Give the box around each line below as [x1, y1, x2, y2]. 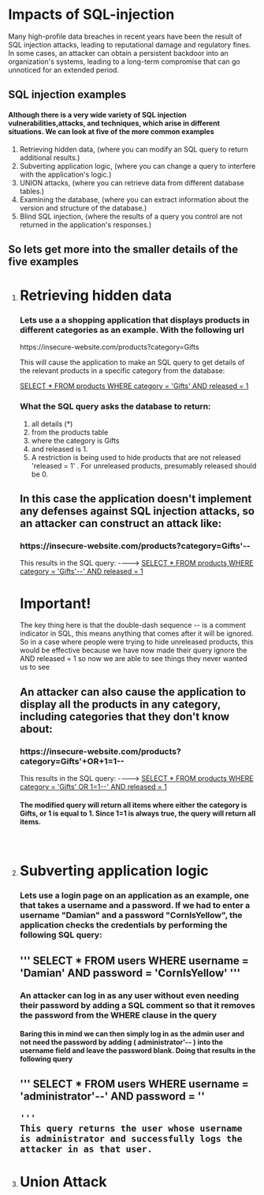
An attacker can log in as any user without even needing [19, 990, 240, 1001]
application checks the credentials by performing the [19, 920, 228, 931]
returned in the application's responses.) [19, 219, 152, 230]
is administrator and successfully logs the [19, 1133, 243, 1145]
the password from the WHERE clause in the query [19, 1010, 218, 1021]
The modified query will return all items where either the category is [19, 800, 247, 809]
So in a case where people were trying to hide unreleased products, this [19, 637, 254, 647]
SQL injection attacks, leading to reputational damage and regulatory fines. [8, 39, 251, 49]
